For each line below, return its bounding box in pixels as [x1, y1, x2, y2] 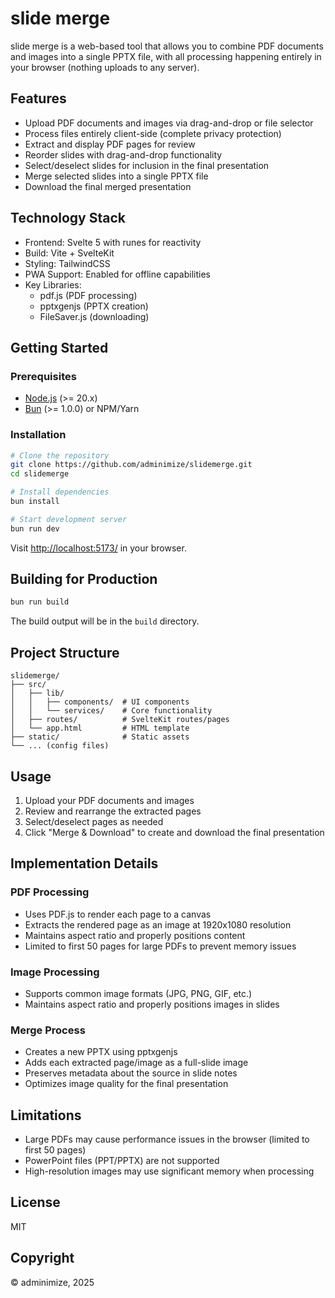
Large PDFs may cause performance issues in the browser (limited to [24, 1133, 310, 1146]
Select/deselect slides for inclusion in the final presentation [24, 159, 270, 171]
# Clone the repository [10, 450, 110, 461]
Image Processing [10, 965, 100, 979]
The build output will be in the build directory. [10, 615, 200, 627]
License [10, 1194, 61, 1211]
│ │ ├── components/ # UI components [10, 697, 190, 707]
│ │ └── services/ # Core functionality [10, 706, 213, 716]
